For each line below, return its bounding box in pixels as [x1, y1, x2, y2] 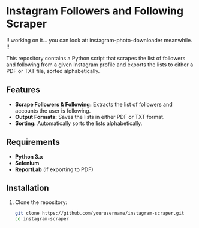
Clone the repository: [14, 199, 68, 206]
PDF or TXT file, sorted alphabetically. [6, 67, 100, 74]
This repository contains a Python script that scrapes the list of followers [6, 54, 186, 62]
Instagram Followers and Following [6, 4, 184, 18]
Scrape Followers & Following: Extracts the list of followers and [14, 101, 173, 108]
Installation [6, 183, 49, 193]
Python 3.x [14, 153, 43, 160]
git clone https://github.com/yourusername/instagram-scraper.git [14, 211, 185, 217]
